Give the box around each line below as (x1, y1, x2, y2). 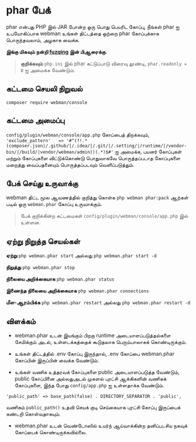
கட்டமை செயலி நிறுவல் (6, 84, 83, 94)
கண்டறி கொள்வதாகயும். (6, 410, 61, 417)
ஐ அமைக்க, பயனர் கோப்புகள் (115, 148, 182, 155)
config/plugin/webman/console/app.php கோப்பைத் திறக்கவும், (6, 131, 150, 138)
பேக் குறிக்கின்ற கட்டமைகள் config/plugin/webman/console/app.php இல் (20, 212, 188, 220)
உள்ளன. (20, 219, 41, 226)
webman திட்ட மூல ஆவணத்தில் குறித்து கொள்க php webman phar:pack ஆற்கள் (6, 194, 189, 201)
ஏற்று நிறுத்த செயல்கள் (6, 236, 81, 247)
